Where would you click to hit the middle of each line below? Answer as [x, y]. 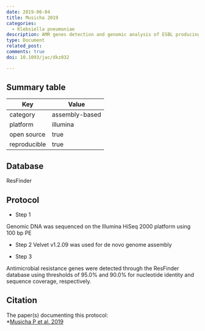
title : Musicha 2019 [33, 18]
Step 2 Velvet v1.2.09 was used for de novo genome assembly [93, 245]
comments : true [26, 52]
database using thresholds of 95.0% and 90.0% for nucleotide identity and [100, 275]
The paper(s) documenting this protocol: [57, 315]
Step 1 [23, 215]
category [22, 115]
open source [27, 135]
